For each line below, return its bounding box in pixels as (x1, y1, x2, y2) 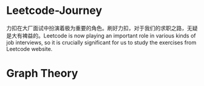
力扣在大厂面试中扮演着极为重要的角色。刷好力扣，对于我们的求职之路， (6, 24, 187, 31)
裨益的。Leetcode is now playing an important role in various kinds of (22, 31, 196, 39)
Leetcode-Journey (6, 4, 103, 18)
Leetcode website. (6, 45, 53, 52)
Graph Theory (6, 67, 78, 81)
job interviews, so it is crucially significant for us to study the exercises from (6, 39, 197, 46)
